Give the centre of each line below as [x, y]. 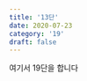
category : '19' [37, 33]
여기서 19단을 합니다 [44, 68]
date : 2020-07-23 [41, 26]
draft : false [33, 42]
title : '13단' [34, 17]
